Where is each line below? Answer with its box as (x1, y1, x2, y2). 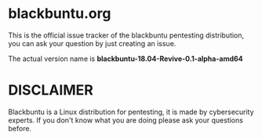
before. (8, 123, 32, 133)
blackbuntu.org (8, 5, 111, 23)
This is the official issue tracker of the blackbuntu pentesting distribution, (8, 30, 245, 40)
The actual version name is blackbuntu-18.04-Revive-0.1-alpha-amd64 (8, 54, 243, 63)
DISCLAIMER (8, 81, 94, 99)
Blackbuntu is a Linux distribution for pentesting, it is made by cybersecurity (8, 107, 254, 116)
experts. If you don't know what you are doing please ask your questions (8, 115, 243, 125)
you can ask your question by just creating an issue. (8, 38, 176, 48)
